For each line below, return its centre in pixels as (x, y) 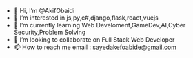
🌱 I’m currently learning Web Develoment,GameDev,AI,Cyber (100, 25)
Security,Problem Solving (50, 32)
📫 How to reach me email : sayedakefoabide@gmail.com (95, 47)
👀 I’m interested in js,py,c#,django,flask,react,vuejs (86, 18)
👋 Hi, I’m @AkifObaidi (44, 11)
